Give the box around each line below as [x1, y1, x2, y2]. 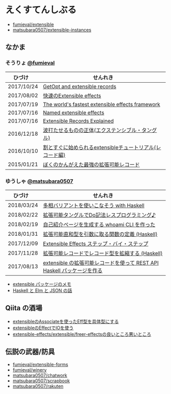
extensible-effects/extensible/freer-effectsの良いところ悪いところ [12, 331, 152, 337]
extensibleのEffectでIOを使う [12, 325, 74, 331]
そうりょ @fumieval [5, 59, 55, 66]
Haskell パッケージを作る [43, 267, 103, 274]
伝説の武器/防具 [5, 348, 55, 356]
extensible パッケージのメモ [12, 281, 71, 287]
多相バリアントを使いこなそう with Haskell [43, 202, 145, 209]
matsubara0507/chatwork [12, 372, 68, 378]
